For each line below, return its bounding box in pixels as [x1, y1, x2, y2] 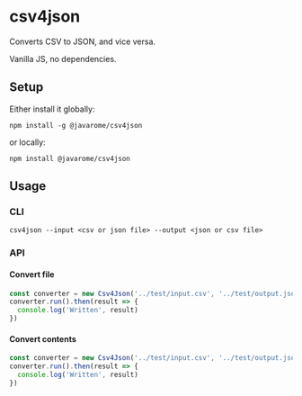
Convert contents [9, 333, 76, 344]
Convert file [9, 268, 55, 280]
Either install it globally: [9, 103, 95, 114]
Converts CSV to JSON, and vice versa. [9, 36, 155, 47]
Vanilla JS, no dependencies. [9, 53, 117, 64]
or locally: [9, 137, 47, 148]
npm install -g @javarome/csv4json [9, 121, 143, 130]
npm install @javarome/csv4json [9, 154, 130, 163]
